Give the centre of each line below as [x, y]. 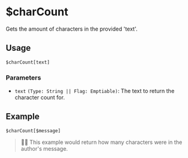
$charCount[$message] [33, 130]
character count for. [39, 97]
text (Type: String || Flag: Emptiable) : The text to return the [95, 91]
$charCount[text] [28, 62]
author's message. [44, 148]
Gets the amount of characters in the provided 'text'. [72, 29]
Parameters [23, 77]
